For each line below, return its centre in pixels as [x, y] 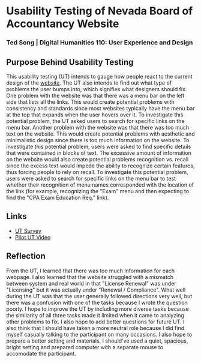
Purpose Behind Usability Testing [70, 62]
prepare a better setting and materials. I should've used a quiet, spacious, [97, 341]
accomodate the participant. [41, 353]
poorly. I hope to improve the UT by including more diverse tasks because [97, 309]
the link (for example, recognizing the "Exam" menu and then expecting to [98, 191]
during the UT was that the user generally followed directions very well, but [99, 296]
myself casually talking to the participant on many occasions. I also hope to [99, 334]
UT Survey [28, 231]
